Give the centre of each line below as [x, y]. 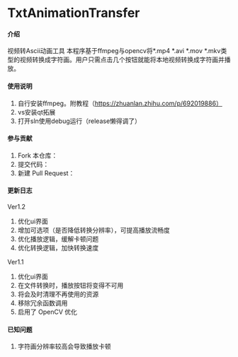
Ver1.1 [16, 262]
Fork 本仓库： [38, 155]
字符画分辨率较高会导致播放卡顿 [64, 346]
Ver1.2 [17, 207]
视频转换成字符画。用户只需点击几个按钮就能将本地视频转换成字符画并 [122, 60]
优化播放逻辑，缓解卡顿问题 [58, 239]
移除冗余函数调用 [42, 303]
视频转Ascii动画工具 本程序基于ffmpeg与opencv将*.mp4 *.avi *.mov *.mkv [114, 51]
